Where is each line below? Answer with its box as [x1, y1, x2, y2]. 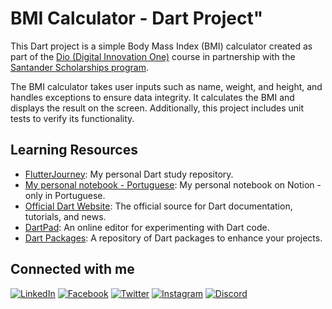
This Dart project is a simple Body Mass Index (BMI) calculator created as [10, 40, 313, 52]
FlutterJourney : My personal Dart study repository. [24, 168, 234, 180]
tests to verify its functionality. [10, 112, 135, 124]
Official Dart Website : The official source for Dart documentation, [24, 200, 293, 212]
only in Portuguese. [24, 189, 106, 201]
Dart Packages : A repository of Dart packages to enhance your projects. [24, 232, 323, 244]
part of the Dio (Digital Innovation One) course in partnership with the [10, 50, 296, 62]
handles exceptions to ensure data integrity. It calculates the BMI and [10, 91, 295, 103]
